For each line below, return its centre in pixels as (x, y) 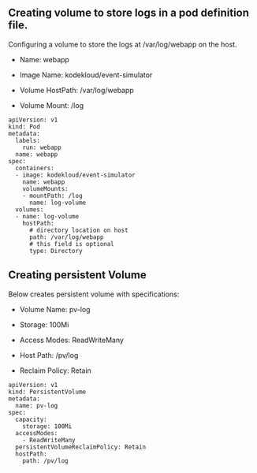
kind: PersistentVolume (47, 392)
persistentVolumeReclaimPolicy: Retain (81, 447)
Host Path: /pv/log (49, 355)
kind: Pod (24, 127)
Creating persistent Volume (78, 275)
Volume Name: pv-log (55, 309)
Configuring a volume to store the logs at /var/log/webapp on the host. (123, 44)
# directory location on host (78, 230)
